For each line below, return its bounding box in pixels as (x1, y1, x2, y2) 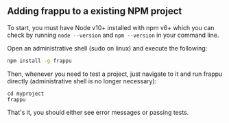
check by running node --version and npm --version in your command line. (7, 31, 219, 39)
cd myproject (7, 90, 45, 97)
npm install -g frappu (7, 57, 72, 64)
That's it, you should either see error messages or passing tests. (7, 108, 189, 116)
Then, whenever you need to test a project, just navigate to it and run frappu (7, 70, 223, 78)
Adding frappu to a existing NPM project (7, 5, 182, 17)
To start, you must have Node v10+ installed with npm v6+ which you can (7, 23, 215, 31)
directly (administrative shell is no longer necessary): (7, 77, 157, 85)
